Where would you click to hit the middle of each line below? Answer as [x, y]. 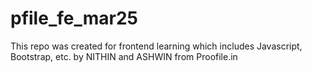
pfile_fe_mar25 [74, 18]
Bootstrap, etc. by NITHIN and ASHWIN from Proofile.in [124, 56]
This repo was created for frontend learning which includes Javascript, [156, 46]
